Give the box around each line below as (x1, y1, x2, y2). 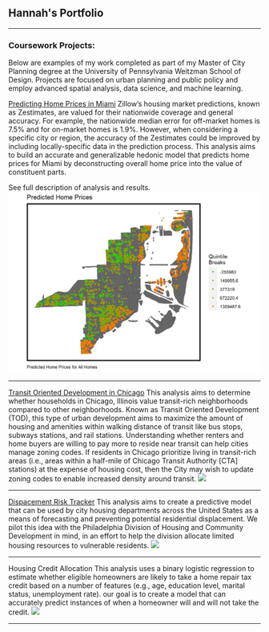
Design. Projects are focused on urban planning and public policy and (8, 75, 239, 85)
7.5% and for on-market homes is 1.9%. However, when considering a (8, 124, 239, 135)
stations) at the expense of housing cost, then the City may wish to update (8, 464, 254, 474)
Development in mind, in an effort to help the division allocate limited (8, 531, 235, 541)
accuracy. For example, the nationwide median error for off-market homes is (8, 116, 260, 126)
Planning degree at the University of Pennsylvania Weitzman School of (8, 67, 242, 76)
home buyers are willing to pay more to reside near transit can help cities (8, 439, 249, 448)
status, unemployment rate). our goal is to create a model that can (8, 589, 227, 598)
